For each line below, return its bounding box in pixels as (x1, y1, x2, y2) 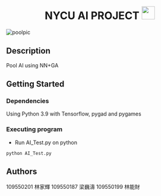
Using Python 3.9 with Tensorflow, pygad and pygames (6, 110, 141, 117)
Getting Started (6, 79, 65, 89)
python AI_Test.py (6, 150, 52, 156)
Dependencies (6, 97, 49, 105)
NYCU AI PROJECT (44, 9, 140, 23)
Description (6, 46, 50, 56)
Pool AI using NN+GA (6, 61, 59, 69)
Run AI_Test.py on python (14, 139, 78, 146)
